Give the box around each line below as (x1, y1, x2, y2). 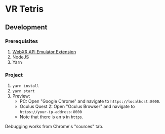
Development (5, 23, 48, 31)
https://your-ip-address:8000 (19, 109, 82, 115)
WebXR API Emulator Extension (12, 49, 76, 54)
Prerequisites (5, 38, 38, 45)
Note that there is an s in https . (19, 114, 83, 120)
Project (5, 71, 23, 78)
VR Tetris (5, 3, 44, 15)
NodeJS (12, 54, 29, 60)
